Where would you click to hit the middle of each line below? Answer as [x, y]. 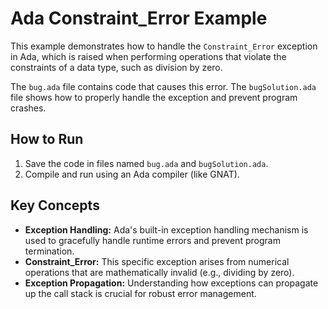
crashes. [28, 108]
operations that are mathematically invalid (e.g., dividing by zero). [159, 272]
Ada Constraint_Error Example [139, 18]
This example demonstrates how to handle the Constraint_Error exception [164, 46]
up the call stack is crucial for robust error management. [140, 293]
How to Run [47, 139]
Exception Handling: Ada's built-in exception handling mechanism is [166, 229]
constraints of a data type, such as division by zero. [116, 67]
